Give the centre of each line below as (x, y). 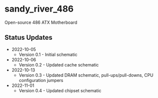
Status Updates (29, 38)
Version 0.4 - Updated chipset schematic (60, 90)
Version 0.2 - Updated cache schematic (59, 65)
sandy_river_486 (39, 9)
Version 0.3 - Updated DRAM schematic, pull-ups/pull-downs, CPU (86, 75)
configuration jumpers (41, 80)
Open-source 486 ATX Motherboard (41, 22)
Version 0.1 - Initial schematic (48, 54)
